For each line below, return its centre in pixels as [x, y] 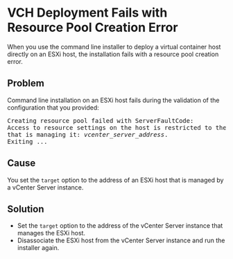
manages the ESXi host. [51, 233]
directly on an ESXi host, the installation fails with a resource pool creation [113, 54]
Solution [26, 209]
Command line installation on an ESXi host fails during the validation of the [113, 100]
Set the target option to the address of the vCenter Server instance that [120, 226]
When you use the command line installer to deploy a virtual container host [114, 47]
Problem [26, 84]
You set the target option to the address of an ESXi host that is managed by [115, 180]
